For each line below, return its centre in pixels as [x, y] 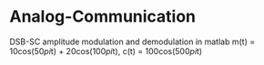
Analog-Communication [103, 17]
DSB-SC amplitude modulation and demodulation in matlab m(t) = [132, 42]
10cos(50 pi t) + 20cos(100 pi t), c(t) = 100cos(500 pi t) [106, 51]
